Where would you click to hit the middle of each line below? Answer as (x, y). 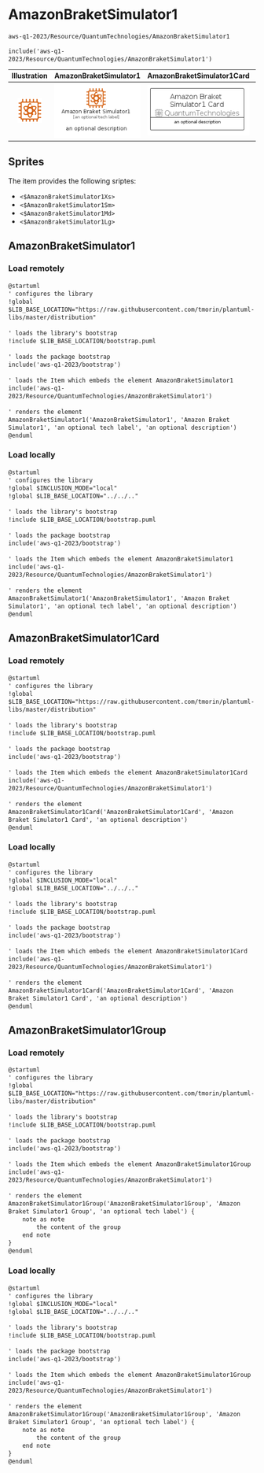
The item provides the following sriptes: (72, 181)
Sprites (26, 162)
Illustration (30, 76)
